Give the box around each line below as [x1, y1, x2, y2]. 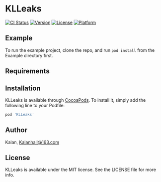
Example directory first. [5, 52, 53, 58]
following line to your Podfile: [5, 102, 65, 108]
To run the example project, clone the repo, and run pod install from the [5, 47, 155, 53]
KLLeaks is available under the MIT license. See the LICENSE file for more [5, 167, 157, 173]
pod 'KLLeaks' [5, 112, 35, 117]
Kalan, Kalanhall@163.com [5, 139, 60, 145]
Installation [5, 84, 41, 92]
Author [5, 126, 27, 135]
